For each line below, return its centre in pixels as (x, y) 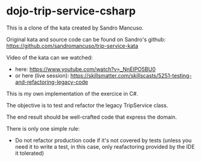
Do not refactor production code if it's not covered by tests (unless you (103, 140)
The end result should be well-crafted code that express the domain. (91, 117)
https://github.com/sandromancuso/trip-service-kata (72, 46)
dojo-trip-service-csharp (71, 11)
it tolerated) (29, 153)
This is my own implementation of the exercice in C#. (72, 93)
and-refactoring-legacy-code (52, 82)
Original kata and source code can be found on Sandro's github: (86, 39)
